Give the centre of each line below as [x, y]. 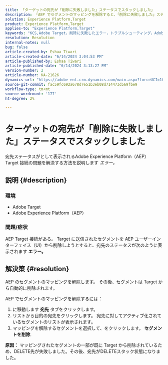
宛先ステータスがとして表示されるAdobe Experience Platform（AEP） [77, 156]
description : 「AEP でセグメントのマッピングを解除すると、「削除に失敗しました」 [81, 15]
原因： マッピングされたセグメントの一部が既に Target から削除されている [81, 345]
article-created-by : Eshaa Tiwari [41, 52]
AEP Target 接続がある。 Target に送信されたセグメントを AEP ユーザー [79, 239]
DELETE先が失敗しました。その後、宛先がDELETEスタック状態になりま [87, 351]
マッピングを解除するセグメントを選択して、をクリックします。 [78, 328]
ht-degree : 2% [20, 98]
